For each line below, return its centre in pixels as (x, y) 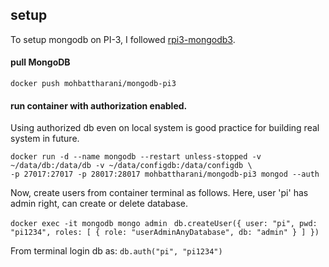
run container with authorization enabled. (99, 105)
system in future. (45, 139)
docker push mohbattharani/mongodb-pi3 (93, 84)
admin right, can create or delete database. (99, 204)
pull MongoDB (40, 62)
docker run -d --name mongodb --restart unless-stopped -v (136, 157)
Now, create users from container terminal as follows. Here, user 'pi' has (159, 193)
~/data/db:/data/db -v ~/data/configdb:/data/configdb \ (131, 166)
